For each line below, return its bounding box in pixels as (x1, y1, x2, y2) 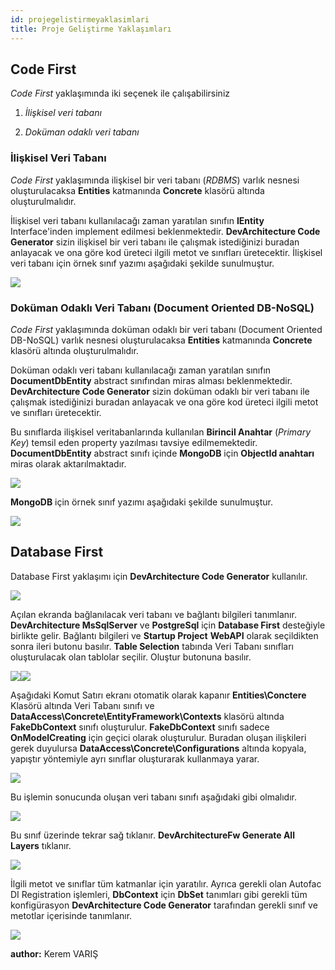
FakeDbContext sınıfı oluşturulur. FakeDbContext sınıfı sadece (10, 721, 270, 733)
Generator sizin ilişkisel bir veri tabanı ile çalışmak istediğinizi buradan (10, 236, 300, 248)
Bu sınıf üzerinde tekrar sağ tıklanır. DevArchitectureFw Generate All (10, 829, 295, 841)
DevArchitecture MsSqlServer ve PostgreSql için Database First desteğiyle (10, 619, 326, 631)
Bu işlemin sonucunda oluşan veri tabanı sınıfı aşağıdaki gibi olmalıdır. (10, 791, 297, 803)
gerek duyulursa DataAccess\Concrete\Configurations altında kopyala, (10, 742, 307, 754)
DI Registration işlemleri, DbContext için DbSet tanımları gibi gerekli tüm (10, 888, 308, 900)
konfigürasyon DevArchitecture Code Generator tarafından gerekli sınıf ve (10, 899, 318, 911)
